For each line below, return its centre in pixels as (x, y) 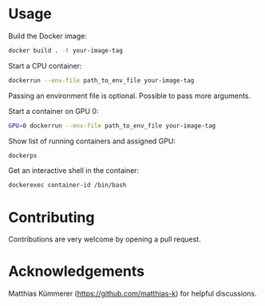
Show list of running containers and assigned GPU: (92, 141)
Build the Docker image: (48, 36)
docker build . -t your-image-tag (66, 50)
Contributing (51, 217)
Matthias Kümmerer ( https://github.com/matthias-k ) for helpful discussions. (132, 294)
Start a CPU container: (45, 65)
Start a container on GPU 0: (53, 111)
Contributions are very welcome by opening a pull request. (105, 239)
